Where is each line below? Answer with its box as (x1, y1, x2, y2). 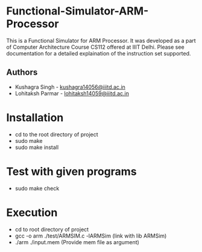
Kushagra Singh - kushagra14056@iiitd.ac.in (14, 83, 125, 90)
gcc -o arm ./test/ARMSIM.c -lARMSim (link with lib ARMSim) (14, 232, 167, 239)
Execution (6, 206, 58, 219)
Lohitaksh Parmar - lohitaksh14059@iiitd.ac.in (14, 89, 130, 97)
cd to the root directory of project (14, 131, 98, 138)
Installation (6, 110, 64, 124)
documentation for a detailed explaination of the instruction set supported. (6, 49, 191, 57)
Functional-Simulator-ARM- (6, 4, 149, 18)
